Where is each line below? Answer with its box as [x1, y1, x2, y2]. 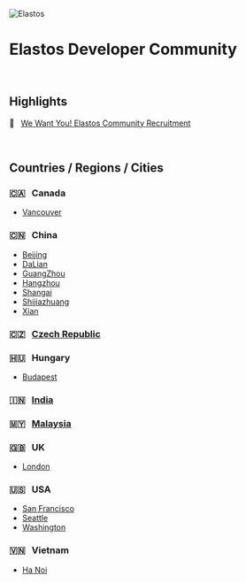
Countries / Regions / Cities [9, 160, 164, 176]
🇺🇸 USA [9, 483, 51, 495]
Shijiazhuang [21, 296, 70, 307]
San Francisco [21, 503, 75, 514]
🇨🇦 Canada [9, 187, 66, 199]
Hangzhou [21, 277, 60, 288]
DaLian [21, 258, 49, 269]
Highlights [9, 94, 68, 110]
